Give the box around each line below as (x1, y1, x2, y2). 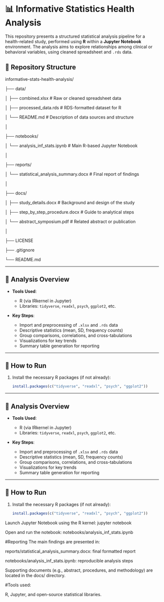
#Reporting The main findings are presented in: (5, 539, 100, 545)
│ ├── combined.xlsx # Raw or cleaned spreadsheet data (5, 95, 122, 101)
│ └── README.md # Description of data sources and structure (5, 114, 134, 120)
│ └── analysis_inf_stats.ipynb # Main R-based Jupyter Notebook (5, 143, 138, 148)
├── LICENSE (5, 238, 33, 243)
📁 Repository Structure (5, 63, 76, 72)
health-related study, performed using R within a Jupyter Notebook (5, 38, 142, 44)
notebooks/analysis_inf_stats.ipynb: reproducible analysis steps (5, 557, 133, 563)
